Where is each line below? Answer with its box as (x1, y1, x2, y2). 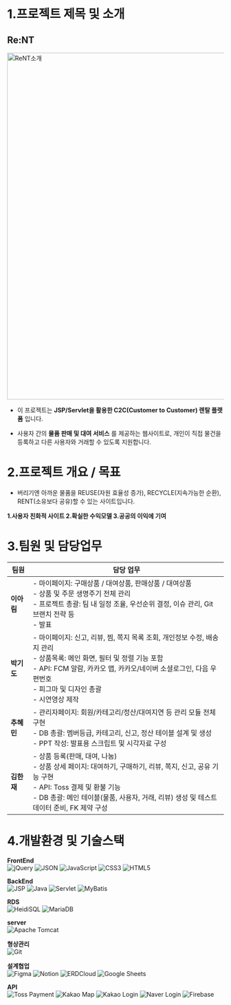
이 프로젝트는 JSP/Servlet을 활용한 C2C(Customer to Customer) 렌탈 (16, 406, 211, 414)
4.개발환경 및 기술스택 (7, 834, 125, 849)
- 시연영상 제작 (32, 695, 79, 704)
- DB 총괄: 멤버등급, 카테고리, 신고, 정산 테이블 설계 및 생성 (32, 728, 212, 737)
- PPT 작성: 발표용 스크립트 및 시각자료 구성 (32, 738, 167, 748)
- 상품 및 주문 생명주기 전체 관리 (32, 589, 131, 598)
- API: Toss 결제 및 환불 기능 (32, 782, 121, 792)
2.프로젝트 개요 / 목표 (7, 465, 121, 480)
